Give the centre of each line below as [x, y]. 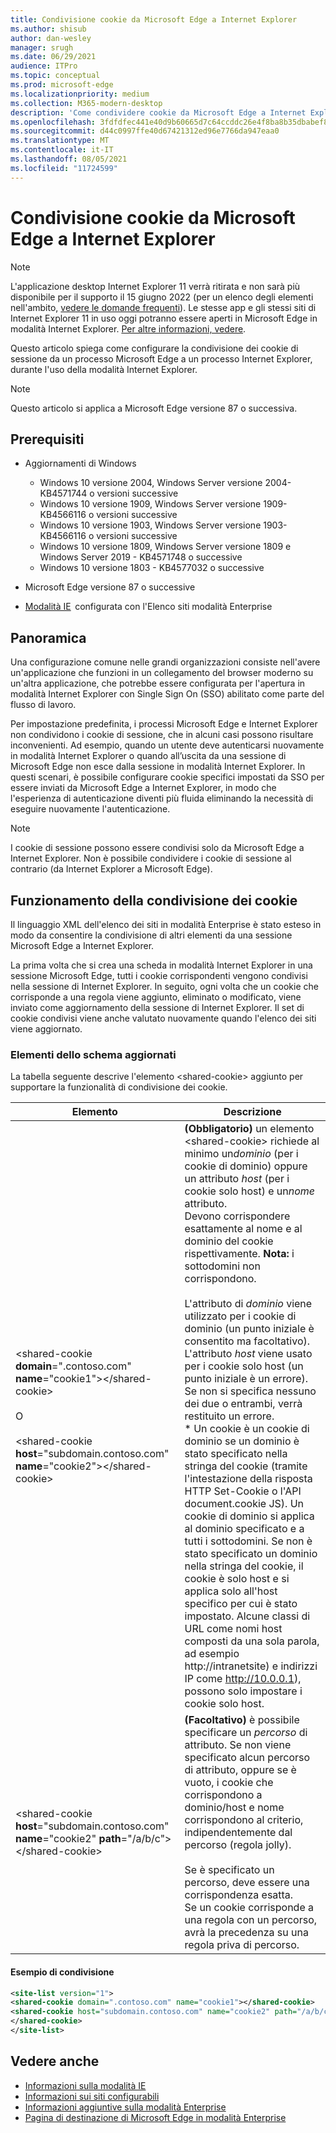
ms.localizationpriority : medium [80, 94]
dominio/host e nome [234, 1808]
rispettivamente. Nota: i [239, 1254]
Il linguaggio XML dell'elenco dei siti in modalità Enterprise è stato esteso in [166, 924]
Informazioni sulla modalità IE [85, 2085]
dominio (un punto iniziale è [249, 1329]
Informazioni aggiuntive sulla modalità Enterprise [125, 2107]
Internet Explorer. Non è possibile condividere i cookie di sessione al [151, 858]
